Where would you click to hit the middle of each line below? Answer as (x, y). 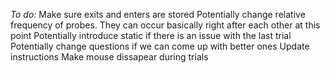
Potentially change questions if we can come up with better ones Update (160, 46)
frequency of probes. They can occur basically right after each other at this (165, 25)
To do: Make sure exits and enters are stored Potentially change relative (158, 14)
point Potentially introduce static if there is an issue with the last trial (151, 35)
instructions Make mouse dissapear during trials (109, 57)
